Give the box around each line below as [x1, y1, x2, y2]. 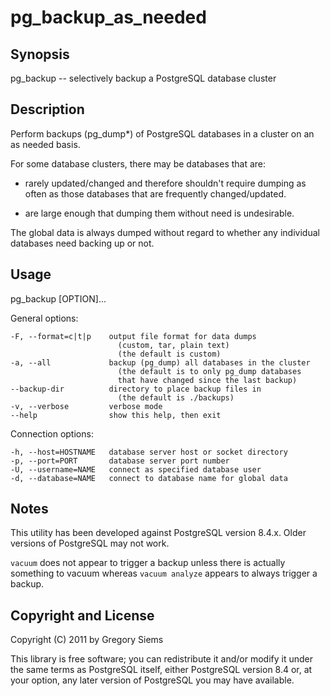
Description [10, 101, 85, 118]
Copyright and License [10, 607, 155, 624]
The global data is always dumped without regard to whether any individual [10, 226, 320, 238]
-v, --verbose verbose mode [10, 401, 163, 411]
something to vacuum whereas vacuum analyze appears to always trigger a [10, 567, 318, 580]
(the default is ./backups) [117, 392, 235, 403]
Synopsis [10, 46, 70, 63]
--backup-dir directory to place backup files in [10, 384, 262, 394]
